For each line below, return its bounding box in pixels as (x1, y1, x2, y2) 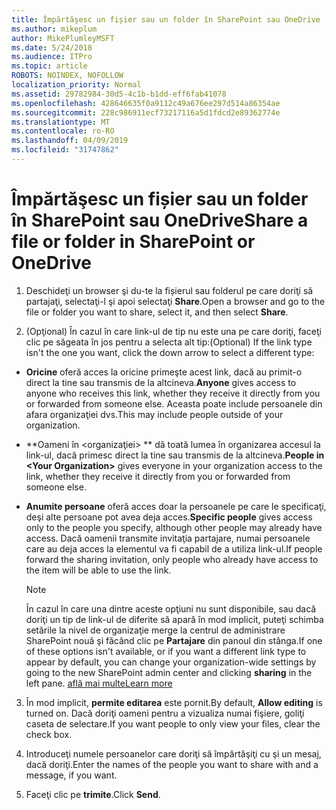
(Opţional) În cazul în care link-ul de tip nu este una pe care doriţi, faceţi (25, 325, 322, 337)
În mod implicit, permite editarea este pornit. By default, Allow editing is (25, 696, 323, 708)
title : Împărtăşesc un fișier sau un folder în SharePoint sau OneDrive (11, 14, 321, 25)
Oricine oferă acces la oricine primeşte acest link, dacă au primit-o (25, 366, 303, 378)
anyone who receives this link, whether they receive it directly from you (25, 387, 321, 399)
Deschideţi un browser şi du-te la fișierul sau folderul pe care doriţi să (25, 284, 314, 296)
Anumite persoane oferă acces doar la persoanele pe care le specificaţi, (25, 500, 327, 512)
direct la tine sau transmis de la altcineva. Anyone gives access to (25, 376, 297, 388)
